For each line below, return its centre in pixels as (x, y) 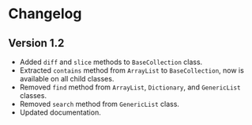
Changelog (45, 14)
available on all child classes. (67, 79)
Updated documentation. (60, 112)
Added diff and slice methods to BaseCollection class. (111, 62)
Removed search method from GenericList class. (100, 104)
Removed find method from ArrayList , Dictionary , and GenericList (130, 87)
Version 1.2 (36, 43)
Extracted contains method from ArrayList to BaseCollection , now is (132, 70)
